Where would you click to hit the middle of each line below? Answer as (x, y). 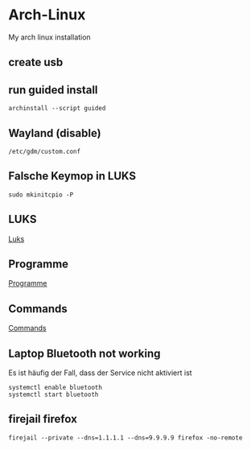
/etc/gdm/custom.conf (45, 151)
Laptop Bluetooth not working (84, 353)
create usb (36, 62)
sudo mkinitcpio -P (41, 195)
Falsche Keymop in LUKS (72, 176)
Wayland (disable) (55, 133)
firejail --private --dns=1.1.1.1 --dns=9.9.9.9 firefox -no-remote (125, 438)
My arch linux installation (49, 37)
